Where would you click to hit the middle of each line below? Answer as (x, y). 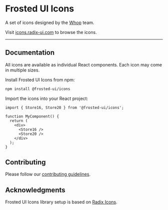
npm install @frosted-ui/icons (38, 89)
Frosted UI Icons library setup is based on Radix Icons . (61, 202)
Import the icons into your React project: (47, 98)
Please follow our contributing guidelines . (48, 174)
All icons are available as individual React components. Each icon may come (84, 64)
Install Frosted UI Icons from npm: (40, 79)
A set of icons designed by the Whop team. (50, 22)
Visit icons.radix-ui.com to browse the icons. (51, 32)
